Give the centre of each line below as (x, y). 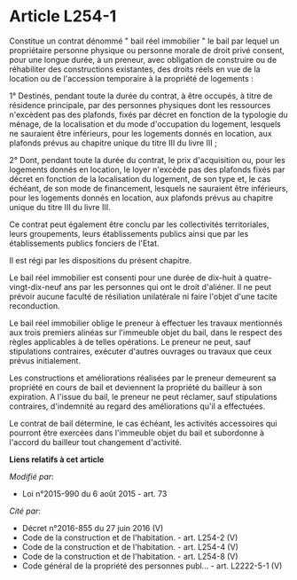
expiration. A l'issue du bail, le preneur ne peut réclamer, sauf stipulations (143, 396)
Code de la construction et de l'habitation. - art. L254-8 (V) (130, 556)
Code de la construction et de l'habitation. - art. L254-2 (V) (130, 537)
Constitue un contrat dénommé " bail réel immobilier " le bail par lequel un (144, 41)
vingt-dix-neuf (35, 286)
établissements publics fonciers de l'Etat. (84, 243)
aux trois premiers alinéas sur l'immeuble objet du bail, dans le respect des (146, 332)
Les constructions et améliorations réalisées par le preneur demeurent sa (143, 378)
